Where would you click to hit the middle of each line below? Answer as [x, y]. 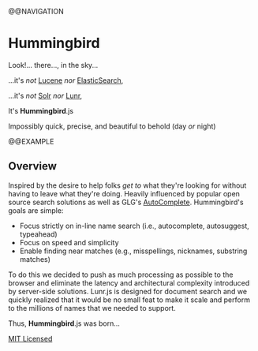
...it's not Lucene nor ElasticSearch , [66, 80]
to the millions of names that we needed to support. [92, 308]
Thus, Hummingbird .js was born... [64, 323]
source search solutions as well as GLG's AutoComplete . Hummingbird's [126, 202]
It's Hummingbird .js [41, 110]
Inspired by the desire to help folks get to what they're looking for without [127, 185]
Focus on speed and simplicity [69, 242]
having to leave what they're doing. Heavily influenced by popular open [124, 193]
